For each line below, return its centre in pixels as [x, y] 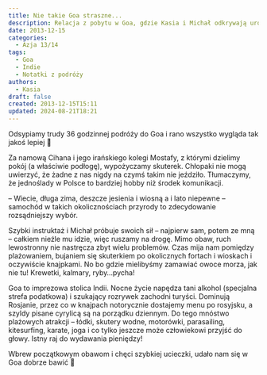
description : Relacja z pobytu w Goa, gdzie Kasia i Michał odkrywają [128, 23]
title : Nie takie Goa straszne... [66, 15]
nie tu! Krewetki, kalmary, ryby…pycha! [72, 273]
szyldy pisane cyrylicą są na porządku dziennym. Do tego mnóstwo [119, 313]
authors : [23, 82]
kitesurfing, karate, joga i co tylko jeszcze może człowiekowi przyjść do [125, 330]
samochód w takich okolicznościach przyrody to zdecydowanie [112, 207]
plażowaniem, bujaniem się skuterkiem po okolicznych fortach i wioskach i [130, 256]
